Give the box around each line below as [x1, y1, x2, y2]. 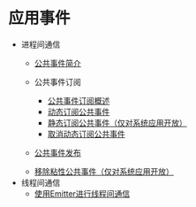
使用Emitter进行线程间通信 [34, 188, 131, 199]
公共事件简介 [34, 57, 81, 68]
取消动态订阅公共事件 [47, 128, 125, 139]
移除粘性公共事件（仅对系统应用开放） [34, 165, 174, 177]
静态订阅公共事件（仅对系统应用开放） [47, 117, 187, 128]
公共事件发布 [34, 147, 81, 157]
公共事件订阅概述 [47, 95, 110, 106]
